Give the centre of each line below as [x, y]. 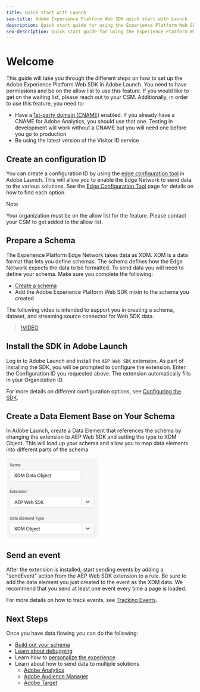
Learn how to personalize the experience [65, 657]
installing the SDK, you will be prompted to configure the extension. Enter [96, 367]
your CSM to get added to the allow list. [54, 222]
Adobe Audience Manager [56, 677]
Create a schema [36, 286]
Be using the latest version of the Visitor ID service [77, 141]
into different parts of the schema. [48, 449]
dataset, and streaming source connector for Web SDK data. [80, 316]
